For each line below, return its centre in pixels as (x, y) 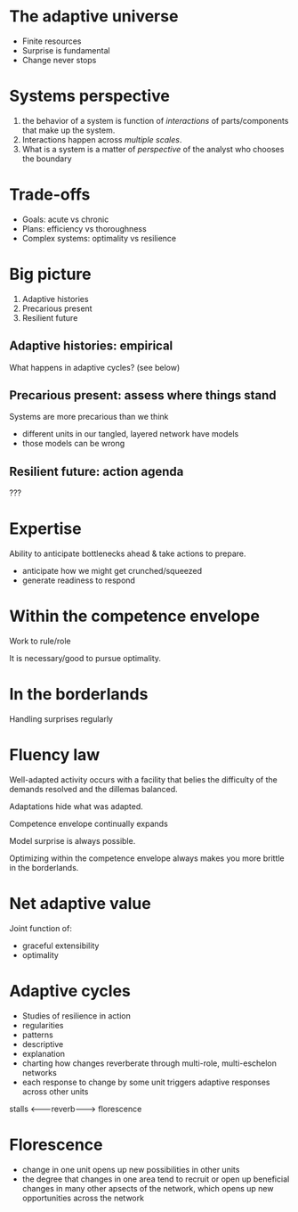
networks (40, 1072)
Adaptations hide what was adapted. (77, 806)
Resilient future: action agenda (97, 471)
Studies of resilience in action (76, 1015)
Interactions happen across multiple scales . (102, 139)
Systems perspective (90, 96)
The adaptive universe (94, 16)
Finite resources (52, 41)
